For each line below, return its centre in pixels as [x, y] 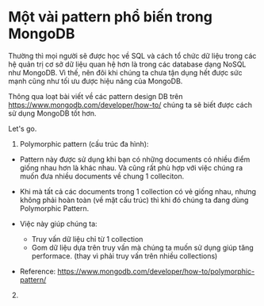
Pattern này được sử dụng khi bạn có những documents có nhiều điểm [135, 159]
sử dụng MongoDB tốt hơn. [52, 113]
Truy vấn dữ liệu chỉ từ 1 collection [87, 239]
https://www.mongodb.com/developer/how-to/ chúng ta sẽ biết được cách [130, 105]
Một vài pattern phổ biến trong [110, 17]
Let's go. [23, 128]
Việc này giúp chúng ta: [58, 224]
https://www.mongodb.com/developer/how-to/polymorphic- [156, 271]
